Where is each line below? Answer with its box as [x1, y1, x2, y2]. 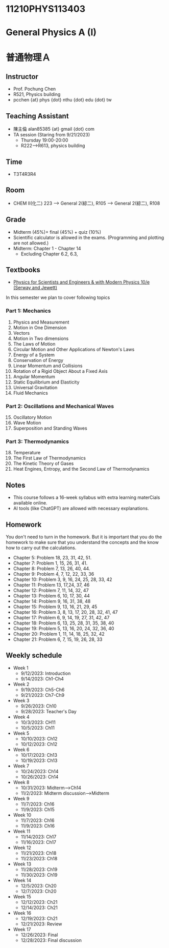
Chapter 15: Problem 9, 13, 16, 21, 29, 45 [13, 603, 98, 610]
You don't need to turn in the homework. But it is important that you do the [6, 534, 162, 540]
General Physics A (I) [6, 27, 96, 38]
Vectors [13, 330, 30, 336]
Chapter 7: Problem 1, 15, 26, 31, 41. [13, 560, 88, 566]
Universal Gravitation [13, 384, 58, 390]
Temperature [13, 450, 41, 456]
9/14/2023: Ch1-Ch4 [20, 675, 64, 682]
